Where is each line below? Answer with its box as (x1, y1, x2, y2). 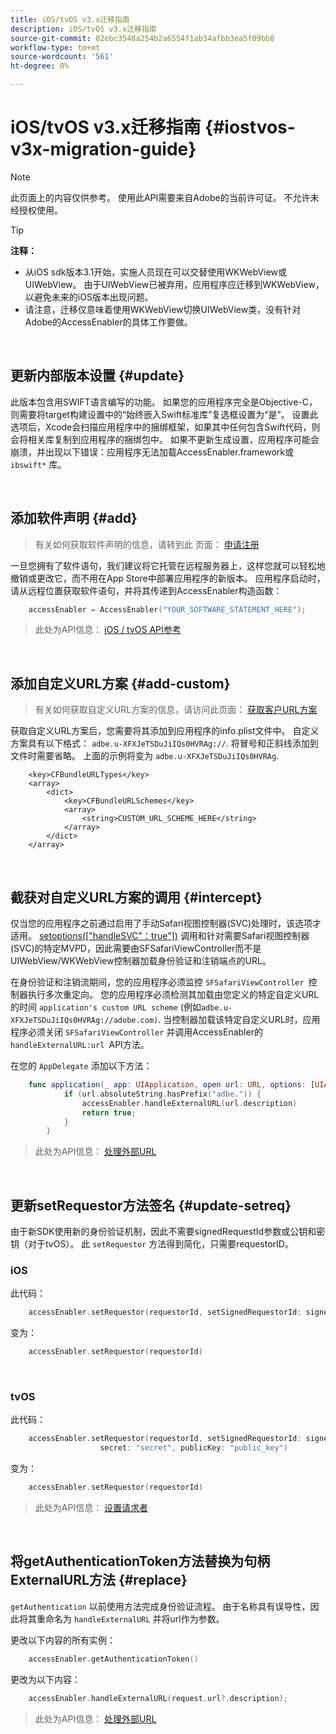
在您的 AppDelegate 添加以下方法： (10, 1060, 153, 1072)
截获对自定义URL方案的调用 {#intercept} (10, 889, 263, 906)
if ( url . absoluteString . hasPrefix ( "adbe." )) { (63, 1089, 262, 1099)
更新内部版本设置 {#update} (10, 367, 185, 385)
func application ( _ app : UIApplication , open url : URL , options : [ (28, 1080, 316, 1090)
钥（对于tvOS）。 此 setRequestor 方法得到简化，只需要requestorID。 (10, 1238, 294, 1250)
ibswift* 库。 (10, 458, 67, 470)
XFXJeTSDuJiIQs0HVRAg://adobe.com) (10, 1016, 159, 1026)
